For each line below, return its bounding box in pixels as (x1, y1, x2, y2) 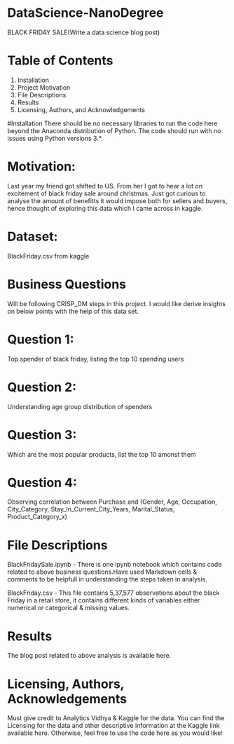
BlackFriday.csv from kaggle (7, 252, 90, 260)
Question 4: (7, 474, 77, 490)
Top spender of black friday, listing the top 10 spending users (7, 354, 184, 363)
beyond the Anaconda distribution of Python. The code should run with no (7, 126, 221, 135)
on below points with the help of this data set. (7, 307, 139, 315)
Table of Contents (7, 53, 113, 69)
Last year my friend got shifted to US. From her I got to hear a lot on (7, 181, 203, 190)
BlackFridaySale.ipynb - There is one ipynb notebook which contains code (7, 560, 222, 569)
